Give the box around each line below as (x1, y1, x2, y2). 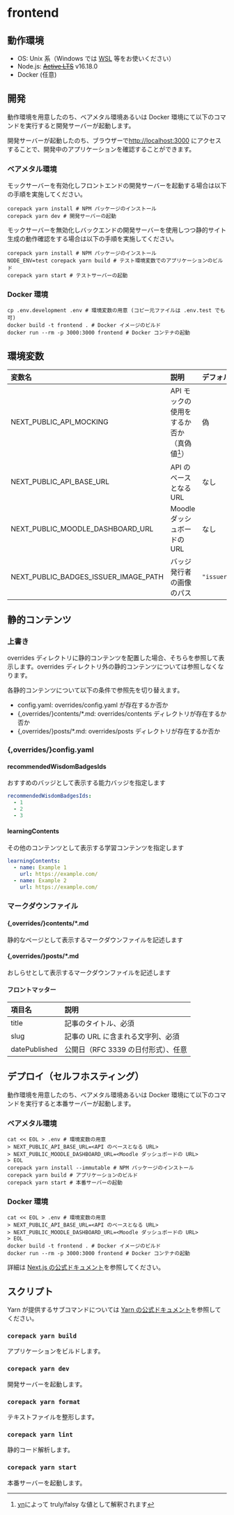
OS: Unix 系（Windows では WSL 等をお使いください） (17, 54, 175, 62)
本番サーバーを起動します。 (7, 1479, 86, 1487)
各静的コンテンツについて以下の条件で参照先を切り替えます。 (7, 686, 184, 694)
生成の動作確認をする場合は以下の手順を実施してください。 (7, 235, 178, 243)
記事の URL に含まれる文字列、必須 (64, 1032, 180, 1041)
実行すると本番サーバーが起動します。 (25, 1099, 135, 1108)
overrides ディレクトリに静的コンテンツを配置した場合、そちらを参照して (7, 654, 219, 662)
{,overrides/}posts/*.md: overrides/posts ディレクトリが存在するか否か (17, 727, 221, 735)
